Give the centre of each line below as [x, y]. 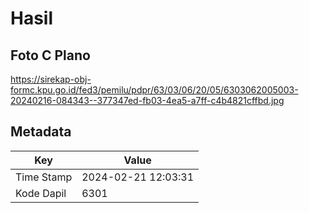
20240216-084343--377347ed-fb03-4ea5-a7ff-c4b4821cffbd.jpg [147, 100]
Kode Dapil [41, 193]
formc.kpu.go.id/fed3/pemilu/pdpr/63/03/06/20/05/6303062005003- [154, 90]
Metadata [41, 132]
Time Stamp [44, 177]
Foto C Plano [50, 55]
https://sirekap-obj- [51, 79]
